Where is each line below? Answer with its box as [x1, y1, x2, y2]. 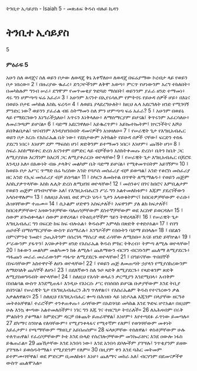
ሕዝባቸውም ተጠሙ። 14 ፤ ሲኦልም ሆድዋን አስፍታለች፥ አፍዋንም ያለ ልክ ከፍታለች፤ [6, 200, 168, 207]
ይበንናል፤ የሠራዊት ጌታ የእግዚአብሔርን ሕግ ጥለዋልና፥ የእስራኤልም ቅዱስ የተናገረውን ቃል [6, 286, 179, 294]
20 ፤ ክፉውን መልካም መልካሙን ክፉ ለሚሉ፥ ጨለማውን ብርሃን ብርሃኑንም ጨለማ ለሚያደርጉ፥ [6, 247, 190, 254]
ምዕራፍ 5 [6, 60, 29, 68]
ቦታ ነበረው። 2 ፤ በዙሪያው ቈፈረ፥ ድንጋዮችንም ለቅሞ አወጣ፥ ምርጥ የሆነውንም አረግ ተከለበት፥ [6, 81, 191, 88]
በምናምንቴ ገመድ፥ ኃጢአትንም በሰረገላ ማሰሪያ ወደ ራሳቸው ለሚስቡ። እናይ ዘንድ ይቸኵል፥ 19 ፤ [6, 233, 191, 241]
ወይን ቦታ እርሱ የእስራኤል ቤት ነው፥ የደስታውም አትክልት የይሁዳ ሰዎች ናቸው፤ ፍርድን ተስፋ [6, 134, 183, 141]
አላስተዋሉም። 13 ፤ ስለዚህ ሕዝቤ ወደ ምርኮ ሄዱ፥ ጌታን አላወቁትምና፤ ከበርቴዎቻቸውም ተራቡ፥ [6, 193, 191, 201]
